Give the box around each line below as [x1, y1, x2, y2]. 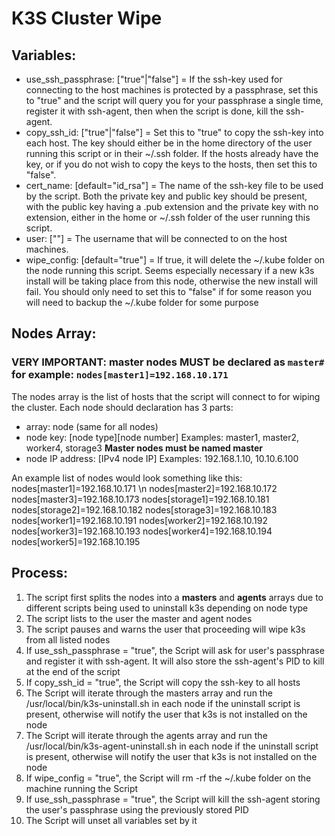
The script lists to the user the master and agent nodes [25, 612, 253, 624]
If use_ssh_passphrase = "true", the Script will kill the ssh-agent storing [25, 793, 321, 805]
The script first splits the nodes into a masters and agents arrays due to [25, 591, 324, 603]
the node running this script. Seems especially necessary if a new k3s [25, 265, 315, 276]
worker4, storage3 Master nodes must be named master [25, 442, 264, 454]
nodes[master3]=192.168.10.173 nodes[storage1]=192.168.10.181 [11, 493, 270, 505]
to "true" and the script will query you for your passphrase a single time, [25, 95, 324, 106]
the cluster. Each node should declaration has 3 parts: [11, 401, 234, 413]
